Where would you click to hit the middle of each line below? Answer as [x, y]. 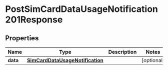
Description [122, 52]
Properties [22, 38]
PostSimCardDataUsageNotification [82, 9]
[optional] [153, 60]
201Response [34, 20]
